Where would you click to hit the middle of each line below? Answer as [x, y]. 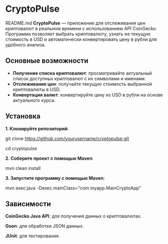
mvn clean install [23, 168]
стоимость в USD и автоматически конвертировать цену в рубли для [81, 39]
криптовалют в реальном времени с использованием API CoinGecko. [81, 28]
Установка [23, 116]
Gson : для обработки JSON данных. [45, 226]
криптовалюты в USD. [37, 89]
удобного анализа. [26, 44]
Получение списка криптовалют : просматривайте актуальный [82, 73]
